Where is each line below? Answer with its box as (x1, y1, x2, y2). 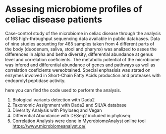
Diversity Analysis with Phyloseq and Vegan (12, 107, 102, 113)
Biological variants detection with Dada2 (12, 96, 95, 102)
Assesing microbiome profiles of (5, 3, 142, 15)
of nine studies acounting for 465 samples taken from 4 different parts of (5, 41, 155, 46)
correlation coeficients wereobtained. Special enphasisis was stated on (5, 67, 151, 73)
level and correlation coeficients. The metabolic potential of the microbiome (5, 56, 160, 62)
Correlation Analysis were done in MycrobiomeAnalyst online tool (12, 118, 146, 124)
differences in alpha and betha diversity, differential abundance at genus (5, 51, 153, 57)
